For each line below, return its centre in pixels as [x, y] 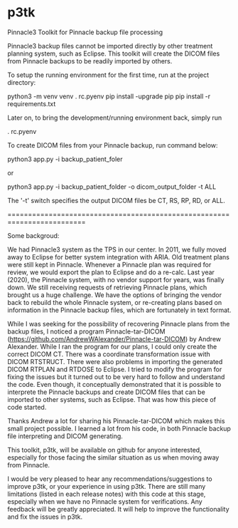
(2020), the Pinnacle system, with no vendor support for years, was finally [116, 279]
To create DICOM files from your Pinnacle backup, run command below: [113, 145]
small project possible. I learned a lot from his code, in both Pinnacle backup [119, 428]
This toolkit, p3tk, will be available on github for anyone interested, [104, 450]
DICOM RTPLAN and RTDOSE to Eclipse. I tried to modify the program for [115, 369]
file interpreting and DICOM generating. [65, 436]
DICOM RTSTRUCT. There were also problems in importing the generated [115, 361]
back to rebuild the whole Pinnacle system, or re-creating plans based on [115, 302]
